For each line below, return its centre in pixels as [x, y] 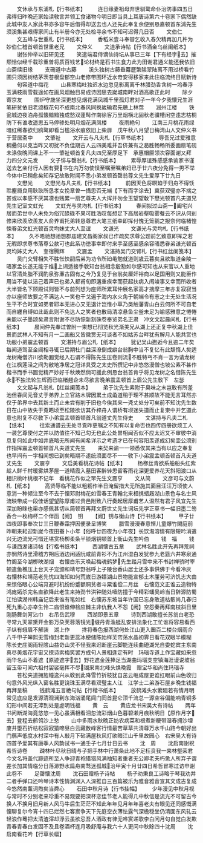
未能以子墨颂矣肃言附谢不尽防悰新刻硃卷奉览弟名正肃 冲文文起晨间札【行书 [101, 319]
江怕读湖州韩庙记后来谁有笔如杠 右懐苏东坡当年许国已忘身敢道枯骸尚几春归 [101, 599]
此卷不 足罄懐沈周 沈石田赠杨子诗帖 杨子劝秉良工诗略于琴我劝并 [101, 773]
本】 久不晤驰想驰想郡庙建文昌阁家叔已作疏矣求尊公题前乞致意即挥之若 [100, 236]
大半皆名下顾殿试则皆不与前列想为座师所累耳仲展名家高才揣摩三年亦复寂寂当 [101, 289]
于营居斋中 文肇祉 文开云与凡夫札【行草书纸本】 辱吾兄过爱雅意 [101, 137]
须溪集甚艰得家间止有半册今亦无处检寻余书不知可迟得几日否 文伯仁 [94, 31]
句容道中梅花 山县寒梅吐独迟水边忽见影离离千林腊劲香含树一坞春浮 [105, 84]
